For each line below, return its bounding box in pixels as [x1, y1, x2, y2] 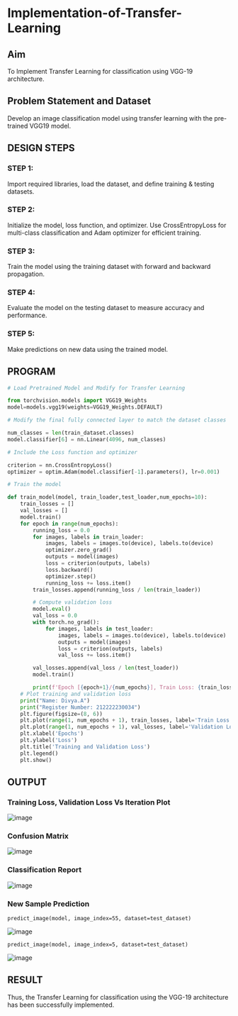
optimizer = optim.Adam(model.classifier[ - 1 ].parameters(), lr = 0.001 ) [7, 468, 220, 475]
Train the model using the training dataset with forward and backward [7, 263, 211, 271]
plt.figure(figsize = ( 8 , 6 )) [20, 710, 103, 717]
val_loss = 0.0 [33, 612, 78, 619]
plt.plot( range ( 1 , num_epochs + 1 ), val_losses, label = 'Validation [20, 724, 223, 731]
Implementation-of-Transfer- [7, 5, 183, 21]
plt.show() [20, 756, 52, 763]
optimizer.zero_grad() [45, 546, 113, 554]
